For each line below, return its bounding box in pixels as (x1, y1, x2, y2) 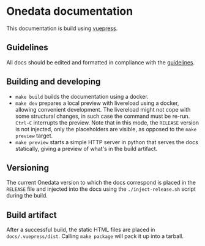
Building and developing (6, 77, 101, 87)
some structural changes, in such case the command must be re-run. (15, 112, 190, 120)
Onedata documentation (6, 4, 133, 18)
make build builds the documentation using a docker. (15, 93, 149, 100)
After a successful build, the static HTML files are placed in (6, 226, 155, 234)
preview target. (15, 132, 53, 139)
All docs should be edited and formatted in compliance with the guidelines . (6, 58, 195, 66)
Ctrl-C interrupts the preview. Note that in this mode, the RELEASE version (15, 118, 199, 126)
